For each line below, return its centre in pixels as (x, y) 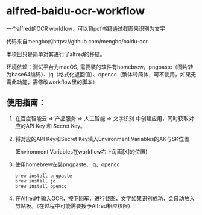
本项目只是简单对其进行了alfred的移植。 (56, 54)
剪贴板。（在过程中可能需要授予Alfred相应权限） (74, 205)
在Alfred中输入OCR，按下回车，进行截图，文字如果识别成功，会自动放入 (105, 198)
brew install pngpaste (43, 176)
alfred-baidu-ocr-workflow (76, 11)
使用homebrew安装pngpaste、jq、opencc (68, 164)
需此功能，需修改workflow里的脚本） (52, 82)
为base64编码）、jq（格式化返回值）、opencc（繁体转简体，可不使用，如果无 (101, 74)
